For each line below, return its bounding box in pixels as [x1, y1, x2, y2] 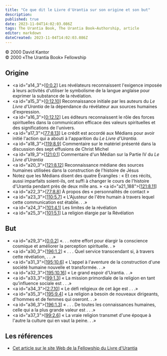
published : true [5, 17, 39, 22]
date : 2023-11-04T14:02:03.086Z [5, 21, 72, 27]
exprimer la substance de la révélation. [12, 93, 92, 99]
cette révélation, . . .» [12, 253, 56, 259]
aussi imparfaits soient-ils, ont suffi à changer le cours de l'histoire [12, 178, 150, 184]
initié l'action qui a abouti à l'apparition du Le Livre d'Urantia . [12, 135, 138, 141]
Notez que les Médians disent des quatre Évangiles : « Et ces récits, [12, 172, 152, 178]
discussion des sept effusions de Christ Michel [12, 146, 109, 152]
